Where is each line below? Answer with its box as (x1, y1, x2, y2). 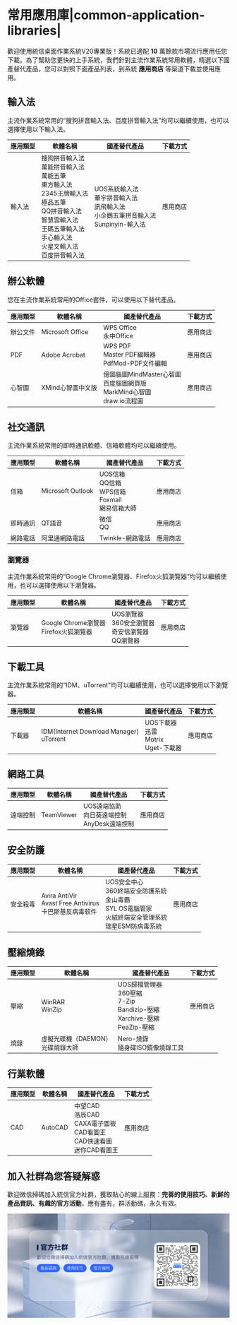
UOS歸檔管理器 (117, 980, 162, 989)
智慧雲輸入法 (41, 215, 79, 224)
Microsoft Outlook (41, 487, 94, 495)
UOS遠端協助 (83, 802, 122, 810)
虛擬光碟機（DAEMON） (41, 1034, 112, 1042)
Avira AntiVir (41, 891, 78, 900)
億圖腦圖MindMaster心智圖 (103, 370, 182, 379)
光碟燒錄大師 (41, 1043, 79, 1052)
